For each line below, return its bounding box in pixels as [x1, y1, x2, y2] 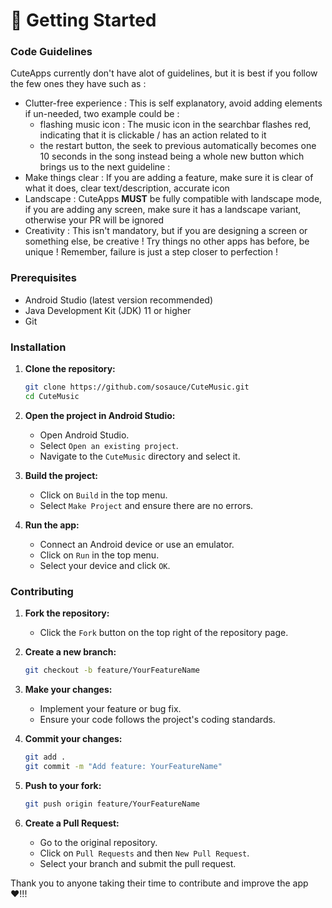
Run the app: [24, 519, 80, 531]
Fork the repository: [24, 607, 110, 619]
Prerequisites [10, 271, 77, 285]
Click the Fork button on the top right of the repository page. [39, 627, 289, 639]
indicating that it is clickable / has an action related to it [39, 129, 267, 141]
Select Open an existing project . [39, 439, 179, 451]
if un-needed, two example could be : [24, 108, 180, 120]
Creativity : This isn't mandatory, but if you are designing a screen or [24, 225, 308, 237]
